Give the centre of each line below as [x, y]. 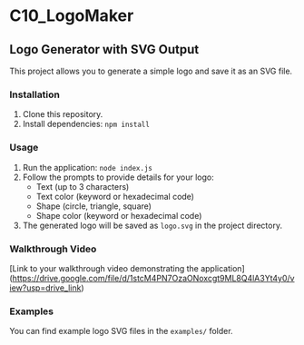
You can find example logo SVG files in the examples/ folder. [121, 331]
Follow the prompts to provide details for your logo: [118, 177]
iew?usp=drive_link [45, 288]
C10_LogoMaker [72, 16]
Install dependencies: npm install [86, 124]
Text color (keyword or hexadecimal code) [115, 196]
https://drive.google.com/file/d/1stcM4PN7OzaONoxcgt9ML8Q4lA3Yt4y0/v [153, 278]
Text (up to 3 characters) [83, 186]
